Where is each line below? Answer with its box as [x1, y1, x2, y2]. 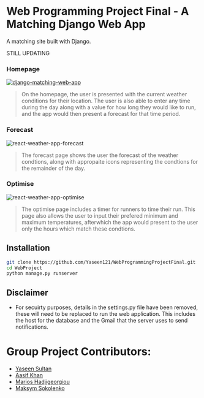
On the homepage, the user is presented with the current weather [21, 91, 187, 98]
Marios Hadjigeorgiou [15, 378, 70, 386]
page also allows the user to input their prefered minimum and [21, 212, 179, 219]
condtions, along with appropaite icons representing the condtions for [21, 158, 198, 165]
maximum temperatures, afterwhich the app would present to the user [21, 218, 198, 226]
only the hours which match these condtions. [21, 225, 136, 232]
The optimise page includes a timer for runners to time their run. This [21, 205, 196, 213]
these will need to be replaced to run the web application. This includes [15, 310, 196, 318]
